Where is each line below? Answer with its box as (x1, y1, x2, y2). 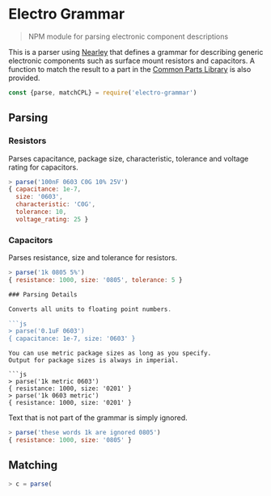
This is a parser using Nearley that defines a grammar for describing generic (8, 47, 264, 57)
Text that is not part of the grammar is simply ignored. (8, 413, 188, 422)
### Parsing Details (8, 290, 78, 299)
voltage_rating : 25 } (15, 215, 89, 223)
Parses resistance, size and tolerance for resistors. (8, 253, 178, 263)
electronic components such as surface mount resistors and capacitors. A (8, 56, 255, 65)
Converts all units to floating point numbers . (8, 305, 172, 313)
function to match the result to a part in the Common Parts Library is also (8, 64, 252, 74)
